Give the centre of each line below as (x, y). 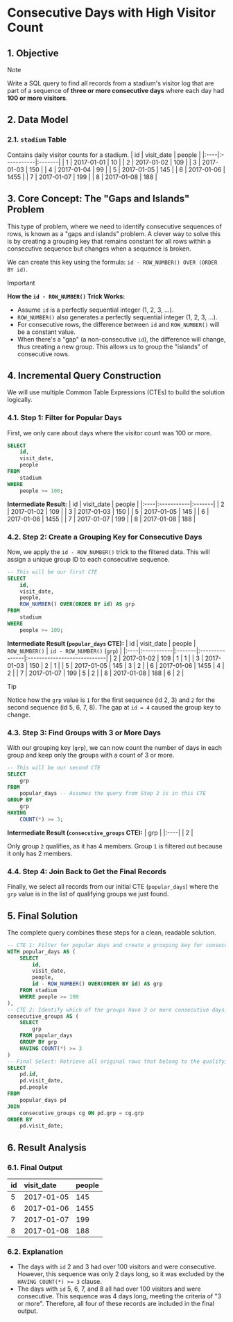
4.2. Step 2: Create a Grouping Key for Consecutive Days (105, 537)
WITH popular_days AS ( (42, 952)
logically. (20, 400)
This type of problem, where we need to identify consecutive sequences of (114, 226)
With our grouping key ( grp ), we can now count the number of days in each (115, 747)
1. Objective (33, 53)
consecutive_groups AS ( (43, 1016)
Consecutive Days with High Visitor (112, 13)
